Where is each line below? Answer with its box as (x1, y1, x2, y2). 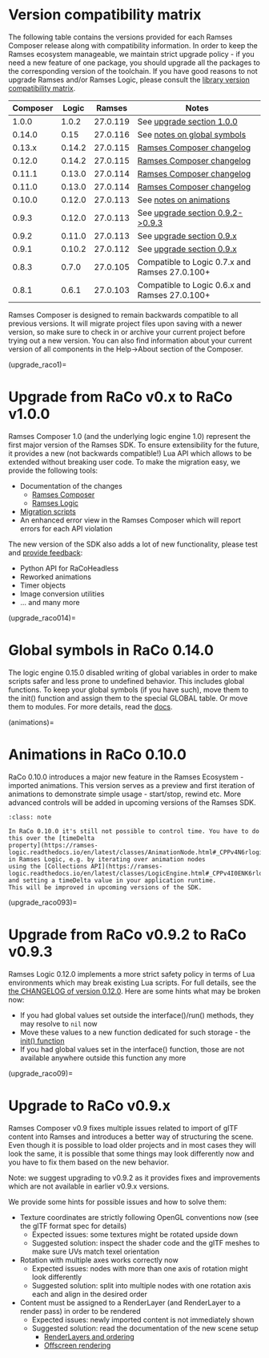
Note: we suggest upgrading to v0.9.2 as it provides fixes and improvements (8, 1173, 260, 1182)
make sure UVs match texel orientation (31, 1246, 160, 1256)
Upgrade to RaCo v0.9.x (8, 1096, 171, 1115)
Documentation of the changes (19, 481, 122, 490)
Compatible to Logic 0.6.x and (137, 279, 251, 291)
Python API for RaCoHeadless (19, 563, 118, 573)
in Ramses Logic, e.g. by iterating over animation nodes (8, 855, 206, 864)
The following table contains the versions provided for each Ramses (8, 32, 233, 42)
